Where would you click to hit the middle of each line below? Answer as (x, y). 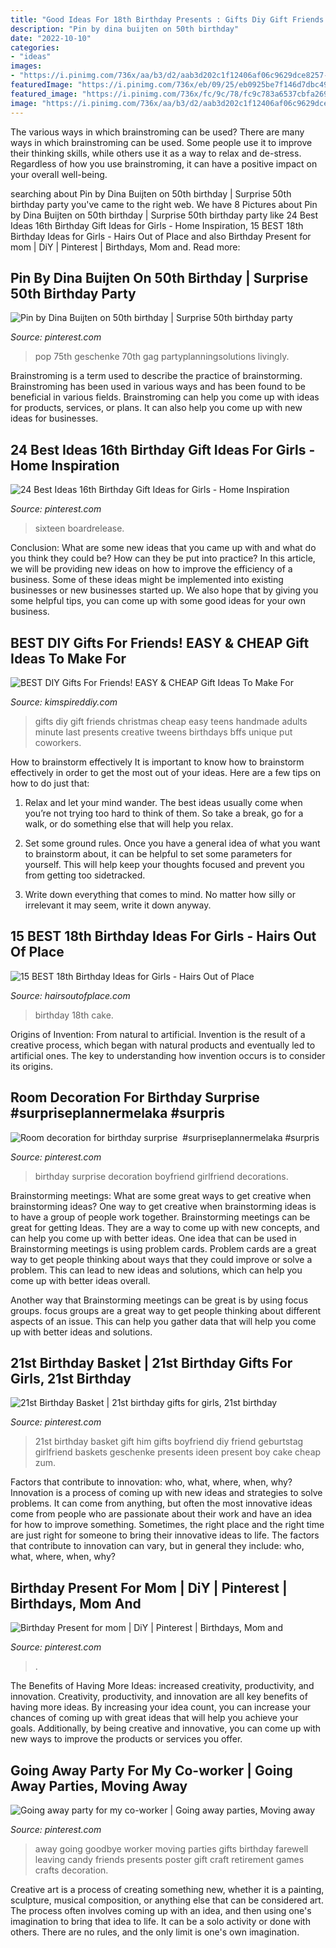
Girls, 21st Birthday (71, 1378)
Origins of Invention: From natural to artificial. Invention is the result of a (158, 1034)
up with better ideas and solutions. (81, 1332)
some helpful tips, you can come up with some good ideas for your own (158, 601)
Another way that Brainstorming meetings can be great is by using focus (159, 1300)
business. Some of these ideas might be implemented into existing (147, 580)
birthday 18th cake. (74, 1015)
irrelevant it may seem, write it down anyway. (118, 905)
